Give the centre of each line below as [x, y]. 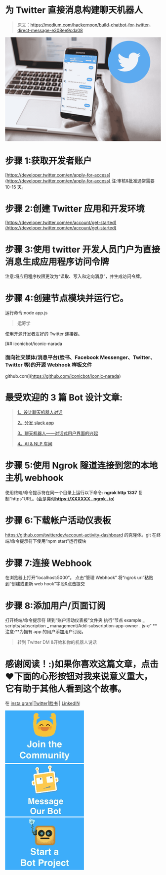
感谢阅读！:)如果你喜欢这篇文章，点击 [82, 664]
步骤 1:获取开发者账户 [49, 161]
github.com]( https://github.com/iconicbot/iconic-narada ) [63, 376]
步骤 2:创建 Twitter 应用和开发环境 [75, 209]
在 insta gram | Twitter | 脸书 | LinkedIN [42, 703]
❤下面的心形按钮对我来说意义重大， [79, 677]
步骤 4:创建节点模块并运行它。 [67, 298]
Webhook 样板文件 [69, 365]
